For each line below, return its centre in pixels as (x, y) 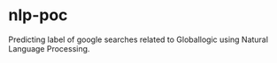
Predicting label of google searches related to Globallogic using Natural (138, 39)
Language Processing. (49, 48)
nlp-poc (38, 15)
